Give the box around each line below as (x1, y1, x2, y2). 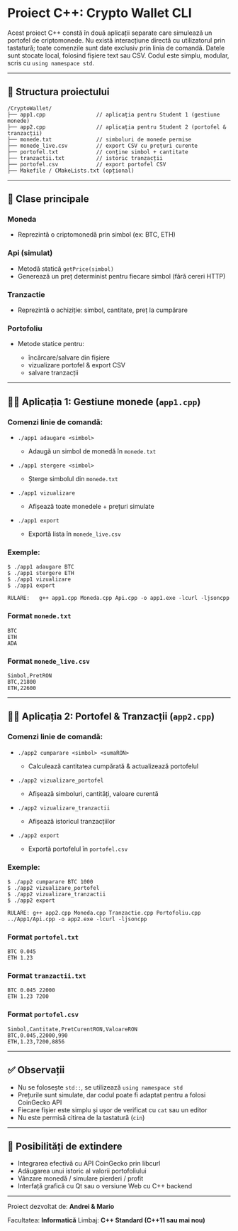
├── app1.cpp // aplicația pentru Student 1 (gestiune (7, 111, 220, 118)
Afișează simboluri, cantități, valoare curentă (28, 789, 159, 797)
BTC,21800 (7, 678, 37, 685)
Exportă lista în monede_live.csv (28, 530, 122, 538)
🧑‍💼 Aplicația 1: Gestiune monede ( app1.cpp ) (7, 396, 201, 408)
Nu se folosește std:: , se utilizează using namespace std (17, 1082, 183, 1092)
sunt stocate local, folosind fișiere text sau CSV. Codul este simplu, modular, (7, 51, 229, 60)
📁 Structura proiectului (7, 86, 110, 98)
